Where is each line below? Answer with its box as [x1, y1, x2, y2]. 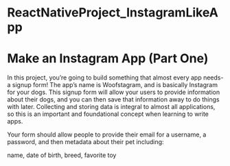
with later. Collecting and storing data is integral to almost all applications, [7, 103, 216, 111]
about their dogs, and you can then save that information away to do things [7, 95, 220, 104]
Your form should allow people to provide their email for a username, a [7, 130, 207, 139]
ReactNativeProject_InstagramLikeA [7, 5, 218, 21]
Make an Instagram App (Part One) [7, 51, 209, 67]
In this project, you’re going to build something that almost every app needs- [7, 73, 224, 82]
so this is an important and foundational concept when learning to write [7, 110, 209, 118]
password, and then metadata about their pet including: [7, 138, 164, 146]
